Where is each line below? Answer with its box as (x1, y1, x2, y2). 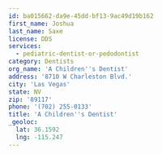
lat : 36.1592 (15, 125, 60, 134)
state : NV (8, 87, 42, 96)
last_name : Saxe (8, 27, 63, 35)
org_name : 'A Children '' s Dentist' (8, 65, 129, 73)
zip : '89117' (8, 95, 53, 103)
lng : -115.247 (15, 133, 63, 141)
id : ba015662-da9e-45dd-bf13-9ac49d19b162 (8, 11, 154, 20)
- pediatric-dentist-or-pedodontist (15, 50, 139, 58)
